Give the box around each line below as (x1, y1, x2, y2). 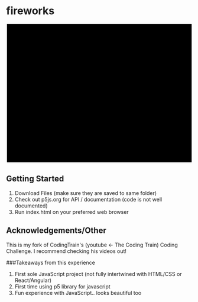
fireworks (6, 4, 55, 18)
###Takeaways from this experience (6, 259, 96, 266)
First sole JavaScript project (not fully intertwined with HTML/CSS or (14, 270, 182, 277)
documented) (14, 202, 48, 209)
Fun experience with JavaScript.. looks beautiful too (14, 289, 142, 296)
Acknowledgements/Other (6, 226, 106, 236)
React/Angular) (14, 277, 52, 284)
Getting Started (6, 174, 64, 184)
